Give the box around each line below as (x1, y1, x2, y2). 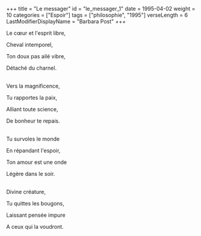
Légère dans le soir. (6, 171, 55, 177)
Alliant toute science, (6, 106, 58, 113)
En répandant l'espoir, (6, 147, 61, 154)
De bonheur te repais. (6, 117, 60, 124)
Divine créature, (6, 189, 46, 195)
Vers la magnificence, (6, 82, 60, 89)
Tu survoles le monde (6, 135, 60, 142)
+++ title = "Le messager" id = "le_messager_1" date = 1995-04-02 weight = (6, 5, 196, 12)
